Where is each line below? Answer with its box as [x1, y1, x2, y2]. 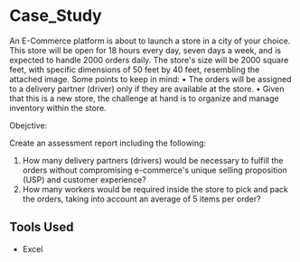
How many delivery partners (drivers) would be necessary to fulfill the [22, 154, 284, 165]
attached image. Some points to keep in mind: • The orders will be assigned [9, 73, 292, 84]
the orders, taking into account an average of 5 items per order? [22, 193, 261, 204]
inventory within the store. [9, 102, 107, 113]
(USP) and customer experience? [22, 173, 146, 185]
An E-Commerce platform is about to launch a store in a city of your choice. [9, 35, 291, 46]
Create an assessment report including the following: [9, 137, 206, 148]
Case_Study [9, 5, 102, 26]
